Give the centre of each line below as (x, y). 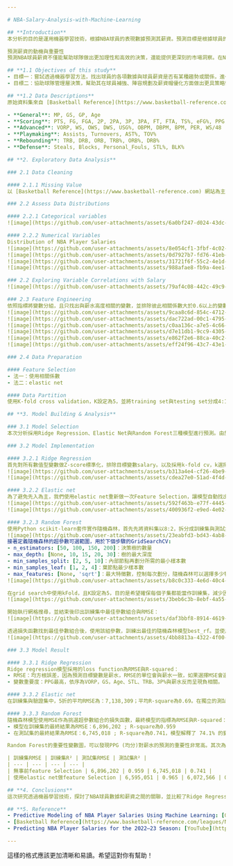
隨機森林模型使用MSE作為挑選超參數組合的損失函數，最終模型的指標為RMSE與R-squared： (117, 720)
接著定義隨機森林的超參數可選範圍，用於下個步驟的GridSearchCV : (89, 542)
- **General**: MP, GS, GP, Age (54, 115)
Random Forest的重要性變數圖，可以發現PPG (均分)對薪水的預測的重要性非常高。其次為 (117, 746)
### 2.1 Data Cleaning (40, 172)
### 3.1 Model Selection (43, 427)
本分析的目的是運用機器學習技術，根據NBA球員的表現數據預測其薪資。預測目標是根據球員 (115, 39)
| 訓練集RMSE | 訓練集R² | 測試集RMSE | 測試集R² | (77, 758)
